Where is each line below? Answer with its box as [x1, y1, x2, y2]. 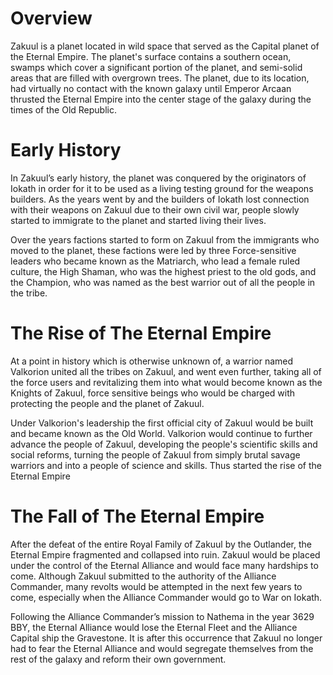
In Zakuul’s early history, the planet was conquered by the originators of [10, 172, 307, 184]
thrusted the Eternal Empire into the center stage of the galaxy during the [10, 93, 312, 105]
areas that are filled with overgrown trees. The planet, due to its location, [10, 72, 310, 84]
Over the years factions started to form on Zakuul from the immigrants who [10, 233, 320, 246]
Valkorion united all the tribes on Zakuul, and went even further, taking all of [10, 365, 322, 377]
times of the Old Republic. [10, 103, 118, 116]
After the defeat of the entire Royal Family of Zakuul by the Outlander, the [10, 538, 312, 550]
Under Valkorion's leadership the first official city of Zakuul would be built [10, 417, 314, 429]
